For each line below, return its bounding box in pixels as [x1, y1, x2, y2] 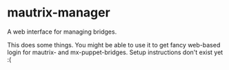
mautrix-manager [7, 5, 110, 21]
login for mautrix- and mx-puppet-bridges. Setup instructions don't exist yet [7, 48, 223, 56]
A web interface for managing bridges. [7, 27, 117, 36]
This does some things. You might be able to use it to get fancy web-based [7, 40, 221, 49]
